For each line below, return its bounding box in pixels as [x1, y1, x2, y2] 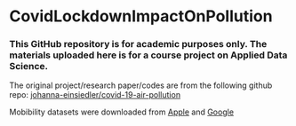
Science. [9, 60, 49, 73]
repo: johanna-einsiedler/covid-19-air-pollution [9, 90, 180, 100]
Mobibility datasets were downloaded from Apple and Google [9, 106, 234, 117]
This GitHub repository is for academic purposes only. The [9, 38, 268, 51]
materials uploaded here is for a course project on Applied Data [9, 49, 288, 61]
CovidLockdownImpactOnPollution [9, 6, 273, 27]
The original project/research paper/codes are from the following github [9, 80, 273, 91]
